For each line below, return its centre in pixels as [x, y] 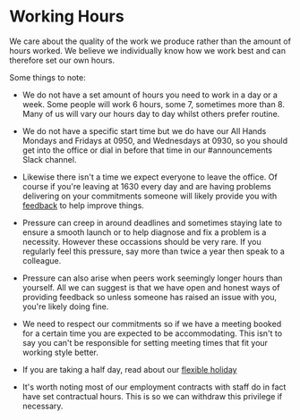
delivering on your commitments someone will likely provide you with [150, 196]
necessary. [43, 406]
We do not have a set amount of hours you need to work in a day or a [150, 95]
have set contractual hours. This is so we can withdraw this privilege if [152, 396]
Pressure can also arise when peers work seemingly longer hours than [152, 278]
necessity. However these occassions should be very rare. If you [141, 241]
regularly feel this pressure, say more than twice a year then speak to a [153, 251]
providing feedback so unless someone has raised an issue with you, [150, 297]
